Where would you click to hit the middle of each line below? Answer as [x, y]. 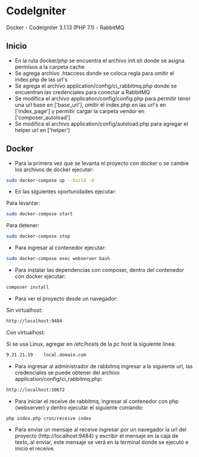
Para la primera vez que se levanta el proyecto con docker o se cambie [102, 163]
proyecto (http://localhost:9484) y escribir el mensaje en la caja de [97, 436]
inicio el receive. [35, 449]
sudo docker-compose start [40, 214]
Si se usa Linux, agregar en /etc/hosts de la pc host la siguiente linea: [91, 344]
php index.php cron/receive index [49, 418]
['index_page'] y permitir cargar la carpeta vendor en [80, 111]
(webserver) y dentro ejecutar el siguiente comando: [79, 407]
